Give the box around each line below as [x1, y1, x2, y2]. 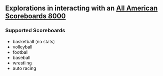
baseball [12, 54, 31, 60]
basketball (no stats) [12, 38, 55, 44]
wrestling [12, 60, 32, 66]
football [12, 49, 29, 55]
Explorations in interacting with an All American [5, 4, 158, 13]
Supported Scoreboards [5, 27, 65, 34]
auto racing [12, 65, 37, 71]
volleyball [12, 44, 33, 50]
